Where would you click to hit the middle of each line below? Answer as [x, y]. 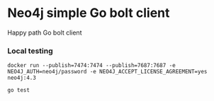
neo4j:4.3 [22, 78]
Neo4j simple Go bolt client [89, 13]
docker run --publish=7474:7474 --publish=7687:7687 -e [91, 66]
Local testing [30, 51]
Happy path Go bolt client [45, 32]
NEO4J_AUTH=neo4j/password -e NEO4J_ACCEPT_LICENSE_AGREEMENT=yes [107, 72]
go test [19, 90]
